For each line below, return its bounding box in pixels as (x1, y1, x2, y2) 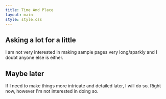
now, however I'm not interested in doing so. (5, 88, 99, 94)
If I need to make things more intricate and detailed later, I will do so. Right (5, 83, 161, 89)
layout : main (5, 12, 33, 17)
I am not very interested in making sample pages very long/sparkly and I (5, 49, 157, 55)
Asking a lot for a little (5, 36, 77, 44)
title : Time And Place (5, 7, 54, 13)
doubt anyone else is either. (5, 54, 64, 61)
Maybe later (5, 69, 44, 78)
